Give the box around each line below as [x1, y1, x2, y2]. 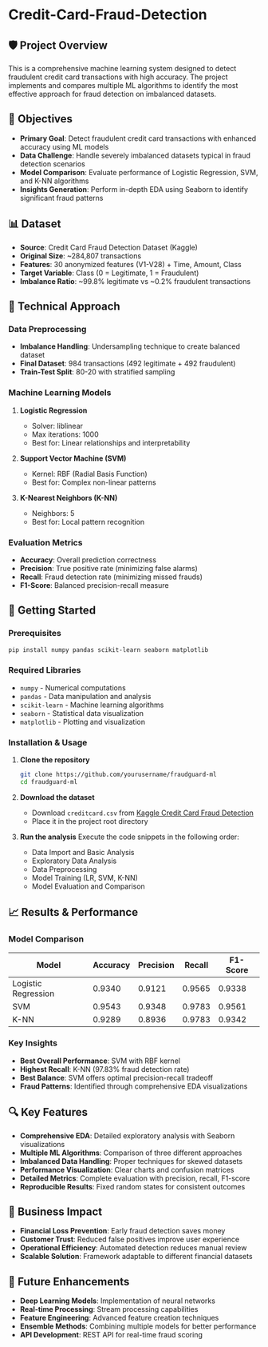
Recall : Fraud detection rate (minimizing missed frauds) [19, 572, 203, 582]
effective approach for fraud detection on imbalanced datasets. [8, 90, 217, 98]
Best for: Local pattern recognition [31, 517, 145, 526]
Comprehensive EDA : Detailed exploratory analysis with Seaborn [19, 1130, 235, 1141]
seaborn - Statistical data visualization [19, 708, 144, 717]
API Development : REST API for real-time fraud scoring [19, 1330, 203, 1340]
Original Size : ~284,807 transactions [19, 250, 142, 261]
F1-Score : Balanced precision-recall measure [19, 580, 169, 590]
